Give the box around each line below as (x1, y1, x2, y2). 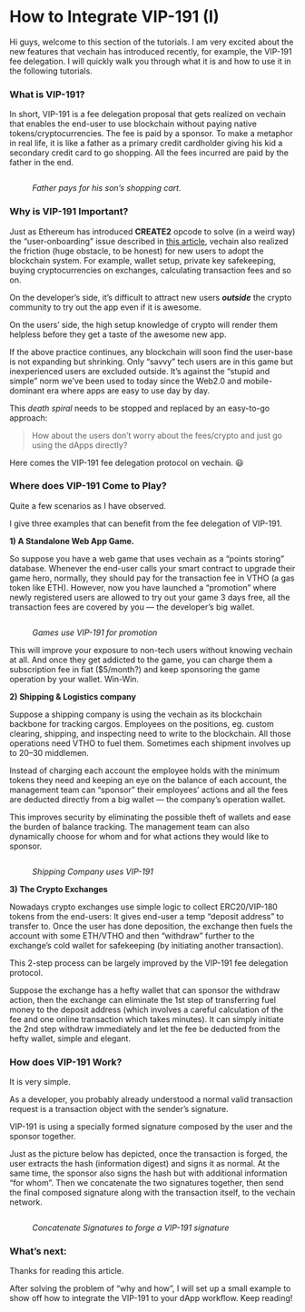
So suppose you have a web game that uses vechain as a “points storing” (9, 552, 284, 564)
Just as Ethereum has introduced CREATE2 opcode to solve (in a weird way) (9, 225, 296, 237)
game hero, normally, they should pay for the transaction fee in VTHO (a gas (9, 572, 295, 583)
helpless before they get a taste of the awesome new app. (9, 329, 227, 340)
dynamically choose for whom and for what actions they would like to (9, 830, 270, 841)
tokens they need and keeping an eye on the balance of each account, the (9, 774, 288, 785)
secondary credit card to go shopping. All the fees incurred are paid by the (9, 147, 289, 158)
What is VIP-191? (9, 88, 85, 101)
